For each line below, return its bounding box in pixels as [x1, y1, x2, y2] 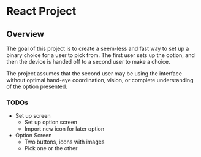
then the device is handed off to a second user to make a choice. [6, 58, 170, 65]
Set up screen [15, 112, 51, 120]
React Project [6, 4, 77, 18]
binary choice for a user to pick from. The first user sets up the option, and [6, 52, 195, 59]
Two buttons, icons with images [24, 138, 105, 145]
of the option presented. [6, 83, 67, 90]
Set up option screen [24, 118, 78, 126]
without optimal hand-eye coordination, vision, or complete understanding [6, 77, 194, 83]
